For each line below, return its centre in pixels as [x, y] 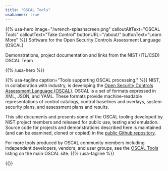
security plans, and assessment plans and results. [57, 107]
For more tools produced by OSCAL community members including [75, 143]
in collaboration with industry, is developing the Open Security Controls [79, 85]
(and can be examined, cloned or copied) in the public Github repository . [81, 133]
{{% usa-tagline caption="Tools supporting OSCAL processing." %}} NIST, [83, 80]
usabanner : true [22, 15]
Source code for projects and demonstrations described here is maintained [83, 127]
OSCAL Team [19, 60]
